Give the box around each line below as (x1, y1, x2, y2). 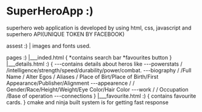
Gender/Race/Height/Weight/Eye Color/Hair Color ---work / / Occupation (6, 86, 189, 93)
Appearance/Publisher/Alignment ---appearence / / (6, 79, 135, 87)
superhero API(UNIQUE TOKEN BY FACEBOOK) (6, 30, 125, 37)
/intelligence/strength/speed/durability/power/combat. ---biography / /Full (6, 66, 192, 73)
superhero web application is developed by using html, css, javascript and (6, 24, 192, 31)
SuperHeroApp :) (6, 4, 94, 18)
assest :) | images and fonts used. (6, 42, 91, 49)
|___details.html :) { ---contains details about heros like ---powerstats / (6, 60, 183, 67)
